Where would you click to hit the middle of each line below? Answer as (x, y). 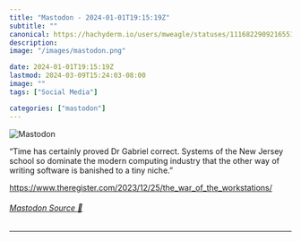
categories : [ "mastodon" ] (57, 108)
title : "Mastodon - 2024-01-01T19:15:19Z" (90, 17)
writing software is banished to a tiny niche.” (91, 170)
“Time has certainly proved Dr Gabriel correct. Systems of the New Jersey (146, 151)
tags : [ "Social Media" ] (54, 92)
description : (34, 43)
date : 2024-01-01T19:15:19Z (62, 67)
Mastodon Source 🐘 (46, 208)
